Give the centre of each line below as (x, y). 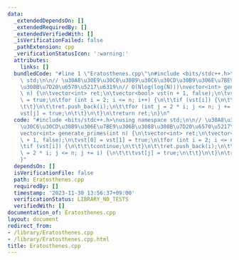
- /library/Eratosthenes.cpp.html (59, 239)
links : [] (35, 67)
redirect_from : (30, 226)
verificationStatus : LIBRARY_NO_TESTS (71, 199)
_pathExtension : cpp (44, 47)
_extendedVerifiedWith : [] (54, 34)
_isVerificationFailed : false (58, 41)
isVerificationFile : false (54, 173)
